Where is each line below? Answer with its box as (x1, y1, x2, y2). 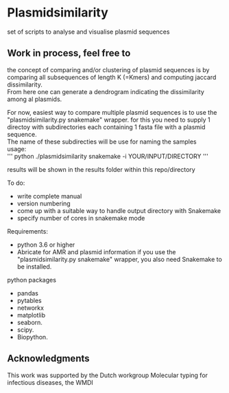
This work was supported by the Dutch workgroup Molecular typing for (7, 371, 208, 379)
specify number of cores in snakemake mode (16, 214, 145, 222)
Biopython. (16, 333, 48, 341)
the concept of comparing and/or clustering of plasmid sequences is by (7, 65, 210, 74)
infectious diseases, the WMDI (7, 378, 94, 386)
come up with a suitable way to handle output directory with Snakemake (16, 206, 221, 214)
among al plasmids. (7, 95, 62, 103)
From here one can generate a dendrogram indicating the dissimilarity (7, 87, 204, 96)
